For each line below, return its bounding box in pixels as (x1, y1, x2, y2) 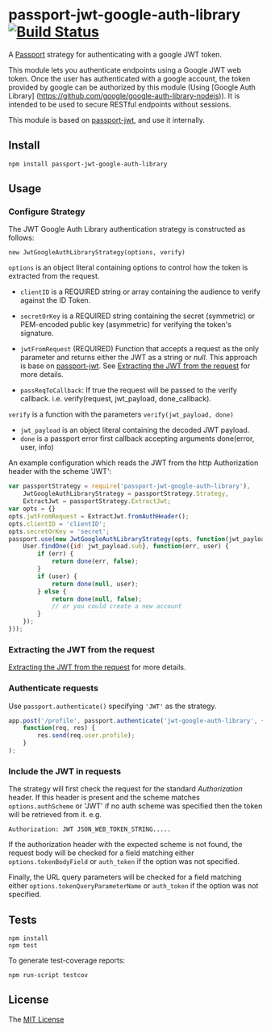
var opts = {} (8, 505, 56, 514)
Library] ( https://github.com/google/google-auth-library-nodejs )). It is (8, 90, 240, 100)
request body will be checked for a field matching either (8, 848, 194, 858)
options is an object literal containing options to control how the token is (8, 262, 248, 272)
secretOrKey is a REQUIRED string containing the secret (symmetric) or (19, 311, 256, 321)
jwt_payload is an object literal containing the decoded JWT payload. (19, 426, 250, 435)
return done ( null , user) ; (51, 580, 139, 588)
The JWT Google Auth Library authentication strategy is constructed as (8, 224, 246, 234)
